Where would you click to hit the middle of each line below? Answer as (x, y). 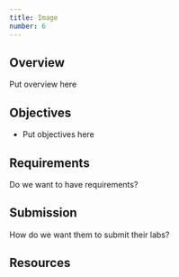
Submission (44, 213)
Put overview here (43, 84)
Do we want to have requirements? (74, 184)
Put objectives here (58, 134)
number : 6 (28, 26)
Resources (40, 263)
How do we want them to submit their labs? (89, 235)
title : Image (34, 18)
